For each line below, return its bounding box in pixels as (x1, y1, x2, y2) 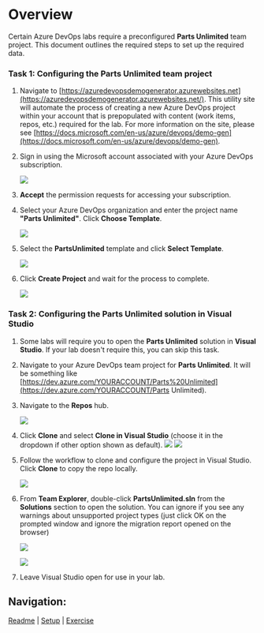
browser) (19, 527, 50, 537)
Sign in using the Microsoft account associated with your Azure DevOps (19, 152, 254, 161)
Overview (8, 6, 73, 24)
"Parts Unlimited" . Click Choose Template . (19, 214, 162, 223)
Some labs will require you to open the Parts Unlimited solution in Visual (19, 336, 256, 346)
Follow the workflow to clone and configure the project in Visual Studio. (19, 455, 252, 465)
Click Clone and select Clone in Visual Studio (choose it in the (19, 430, 223, 440)
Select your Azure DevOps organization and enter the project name (19, 205, 238, 215)
